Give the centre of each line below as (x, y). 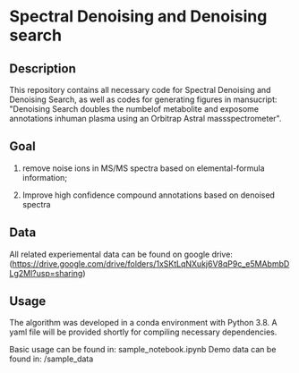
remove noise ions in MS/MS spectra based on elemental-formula (144, 168)
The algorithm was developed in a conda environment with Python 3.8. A (143, 323)
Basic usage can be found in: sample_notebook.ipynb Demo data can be (143, 350)
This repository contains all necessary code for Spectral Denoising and (140, 90)
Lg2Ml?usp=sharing (46, 273)
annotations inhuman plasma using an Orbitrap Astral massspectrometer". (145, 119)
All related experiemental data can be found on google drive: (121, 254)
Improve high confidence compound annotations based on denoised (149, 195)
